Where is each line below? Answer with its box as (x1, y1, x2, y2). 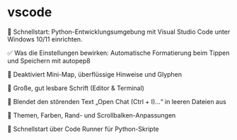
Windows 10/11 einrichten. (7, 34, 83, 43)
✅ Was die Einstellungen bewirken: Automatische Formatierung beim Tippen (7, 49, 230, 57)
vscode (7, 4, 52, 20)
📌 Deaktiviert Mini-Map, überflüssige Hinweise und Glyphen (7, 70, 183, 78)
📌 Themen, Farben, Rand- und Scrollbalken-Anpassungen (7, 110, 176, 120)
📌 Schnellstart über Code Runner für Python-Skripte (7, 125, 159, 133)
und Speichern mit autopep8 (7, 56, 91, 65)
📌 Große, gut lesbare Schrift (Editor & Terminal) (7, 84, 145, 92)
